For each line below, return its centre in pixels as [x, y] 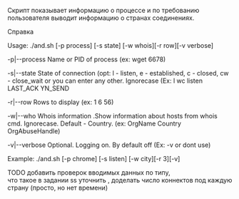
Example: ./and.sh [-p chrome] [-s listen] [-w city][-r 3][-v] [94, 159]
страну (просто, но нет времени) [58, 188]
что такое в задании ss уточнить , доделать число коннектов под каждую [120, 180]
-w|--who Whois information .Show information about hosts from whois [112, 116]
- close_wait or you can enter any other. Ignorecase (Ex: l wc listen [105, 81]
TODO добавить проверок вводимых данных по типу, [89, 173]
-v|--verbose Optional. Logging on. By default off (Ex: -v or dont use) [109, 145]
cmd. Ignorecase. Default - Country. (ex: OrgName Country [95, 123]
